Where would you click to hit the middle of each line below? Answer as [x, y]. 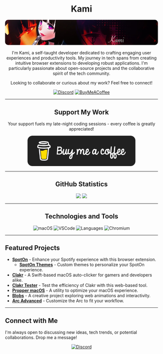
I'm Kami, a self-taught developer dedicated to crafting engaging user [81, 53]
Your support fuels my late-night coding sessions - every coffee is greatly [81, 124]
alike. [17, 280]
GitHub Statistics [81, 184]
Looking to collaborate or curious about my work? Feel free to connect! [81, 83]
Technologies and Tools [81, 216]
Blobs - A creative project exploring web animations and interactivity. [81, 296]
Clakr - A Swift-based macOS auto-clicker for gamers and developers [82, 275]
